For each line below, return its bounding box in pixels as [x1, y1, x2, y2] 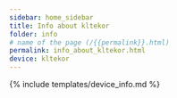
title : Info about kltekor [9, 21, 110, 30]
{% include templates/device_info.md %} [9, 79, 161, 89]
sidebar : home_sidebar [9, 12, 94, 22]
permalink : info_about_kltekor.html [9, 46, 146, 55]
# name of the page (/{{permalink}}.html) [9, 37, 170, 47]
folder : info [9, 29, 58, 38]
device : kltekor [9, 54, 70, 63]
